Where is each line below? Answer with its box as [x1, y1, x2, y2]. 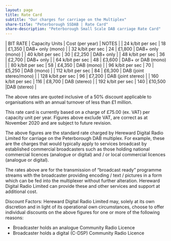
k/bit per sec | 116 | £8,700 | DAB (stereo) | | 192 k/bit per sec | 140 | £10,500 [5, 79, 166, 85]
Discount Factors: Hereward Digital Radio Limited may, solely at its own [5, 199, 155, 205]
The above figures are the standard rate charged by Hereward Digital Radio [5, 130, 163, 136]
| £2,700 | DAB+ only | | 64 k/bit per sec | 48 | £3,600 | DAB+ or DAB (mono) [5, 57, 166, 63]
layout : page [5, 7, 33, 13]
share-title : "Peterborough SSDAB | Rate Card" [5, 21, 109, 27]
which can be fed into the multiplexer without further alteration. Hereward [5, 178, 160, 184]
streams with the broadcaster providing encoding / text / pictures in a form [5, 172, 162, 179]
